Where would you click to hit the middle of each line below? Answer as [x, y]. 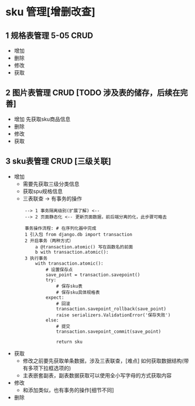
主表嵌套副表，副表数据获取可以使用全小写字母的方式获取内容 [97, 375]
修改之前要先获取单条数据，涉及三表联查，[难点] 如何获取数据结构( [103, 360]
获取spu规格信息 [42, 191]
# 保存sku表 [69, 286]
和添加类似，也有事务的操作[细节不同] [68, 390]
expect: [55, 297]
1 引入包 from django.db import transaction [78, 234]
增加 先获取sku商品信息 [42, 119]
